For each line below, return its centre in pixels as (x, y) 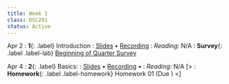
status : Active (29, 26)
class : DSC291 (28, 20)
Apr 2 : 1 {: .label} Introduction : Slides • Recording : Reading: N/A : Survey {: (115, 46)
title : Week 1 (28, 13)
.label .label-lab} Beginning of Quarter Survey (72, 53)
